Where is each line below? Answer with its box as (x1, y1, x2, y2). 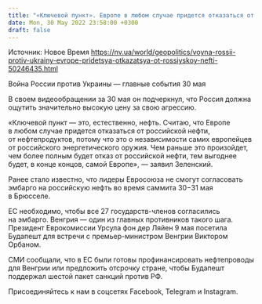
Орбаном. (8, 240, 42, 249)
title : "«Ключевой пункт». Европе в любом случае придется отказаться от (8, 11, 255, 20)
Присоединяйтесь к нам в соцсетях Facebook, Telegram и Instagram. (8, 287, 238, 296)
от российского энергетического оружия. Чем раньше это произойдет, (8, 143, 249, 153)
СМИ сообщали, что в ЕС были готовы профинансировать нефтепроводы (8, 255, 255, 265)
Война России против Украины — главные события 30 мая (8, 79, 206, 89)
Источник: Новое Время (8, 48, 89, 57)
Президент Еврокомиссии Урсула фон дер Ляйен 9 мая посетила (8, 223, 227, 233)
